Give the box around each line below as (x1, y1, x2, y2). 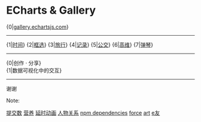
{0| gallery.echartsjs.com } (6, 23, 69, 30)
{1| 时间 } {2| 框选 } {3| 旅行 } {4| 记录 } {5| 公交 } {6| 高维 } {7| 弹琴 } (6, 41, 154, 48)
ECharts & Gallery (6, 4, 96, 17)
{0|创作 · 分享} (6, 59, 42, 66)
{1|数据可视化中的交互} (6, 67, 62, 74)
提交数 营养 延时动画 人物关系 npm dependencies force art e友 (6, 109, 160, 116)
